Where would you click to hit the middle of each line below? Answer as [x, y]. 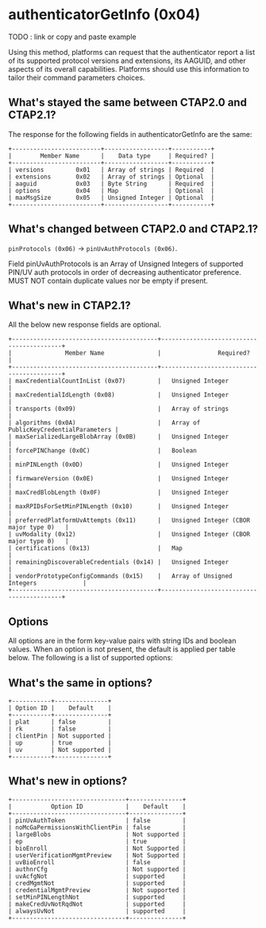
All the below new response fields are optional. [85, 325]
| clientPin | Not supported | [60, 736]
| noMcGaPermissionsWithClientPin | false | [97, 827]
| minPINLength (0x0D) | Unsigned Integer [118, 465]
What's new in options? [68, 781]
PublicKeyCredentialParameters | [64, 430]
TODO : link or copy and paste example [72, 37]
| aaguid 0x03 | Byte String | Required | [112, 184]
